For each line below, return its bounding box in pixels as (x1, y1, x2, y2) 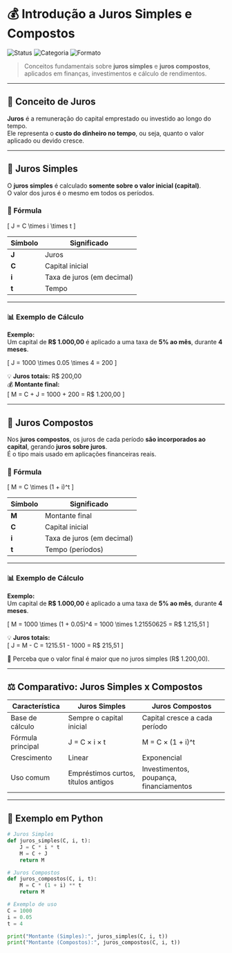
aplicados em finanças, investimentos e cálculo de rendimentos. (23, 69, 207, 78)
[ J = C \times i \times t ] (7, 222, 76, 230)
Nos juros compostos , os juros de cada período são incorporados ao (7, 435, 206, 443)
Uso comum (10, 773, 50, 783)
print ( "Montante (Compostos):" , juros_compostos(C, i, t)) (7, 939, 181, 946)
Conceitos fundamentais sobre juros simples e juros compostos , (23, 62, 211, 70)
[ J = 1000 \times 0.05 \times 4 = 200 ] (7, 359, 117, 367)
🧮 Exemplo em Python (7, 812, 104, 824)
